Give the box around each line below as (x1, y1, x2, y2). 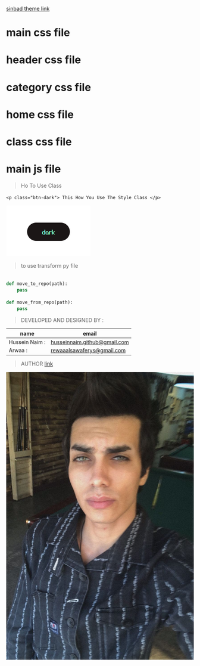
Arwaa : (8, 347, 28, 354)
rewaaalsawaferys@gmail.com (50, 347, 126, 354)
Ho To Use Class (20, 182, 62, 189)
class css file (6, 135, 73, 148)
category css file (6, 80, 91, 94)
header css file (6, 53, 82, 67)
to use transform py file (20, 262, 79, 269)
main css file (6, 26, 70, 39)
